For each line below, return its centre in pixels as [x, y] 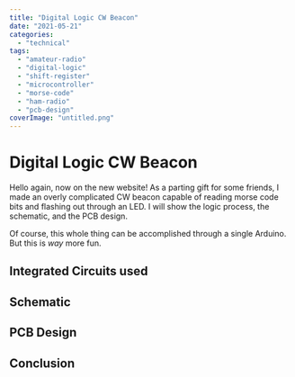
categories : [31, 34]
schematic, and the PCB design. [69, 216]
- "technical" [44, 43]
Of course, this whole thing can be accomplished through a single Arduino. [148, 234]
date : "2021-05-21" [46, 26]
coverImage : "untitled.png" [62, 118]
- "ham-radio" [44, 101]
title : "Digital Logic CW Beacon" [74, 18]
